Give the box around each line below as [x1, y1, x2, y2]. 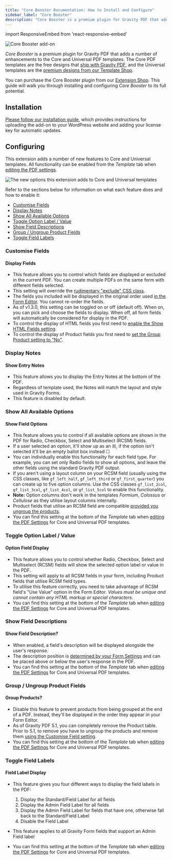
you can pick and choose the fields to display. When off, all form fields [12, 309, 161, 316]
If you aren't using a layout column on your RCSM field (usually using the [12, 470, 166, 476]
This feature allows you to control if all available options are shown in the [12, 432, 166, 438]
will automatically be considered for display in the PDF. [12, 315, 129, 321]
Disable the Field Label [20, 818, 69, 824]
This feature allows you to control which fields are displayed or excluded [12, 271, 166, 278]
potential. [5, 88, 26, 94]
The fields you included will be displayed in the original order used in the [12, 293, 166, 300]
